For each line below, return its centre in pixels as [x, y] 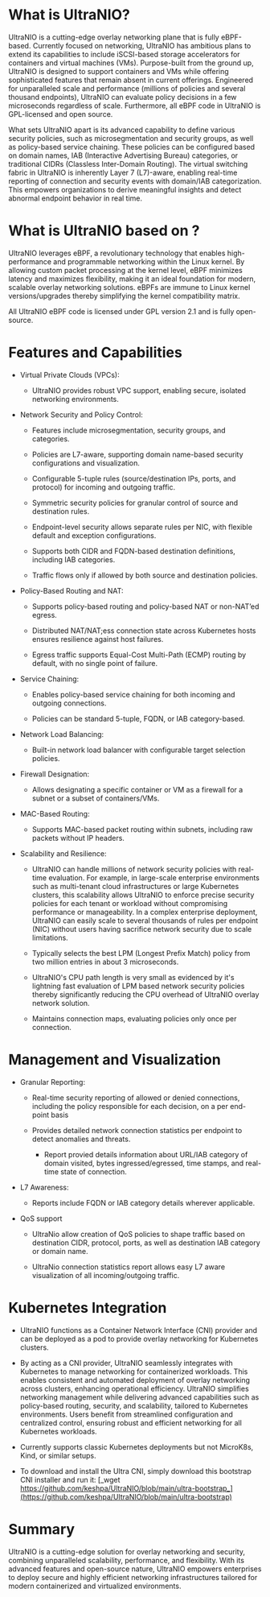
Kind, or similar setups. [58, 1455]
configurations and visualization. [86, 463]
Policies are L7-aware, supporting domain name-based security [137, 454]
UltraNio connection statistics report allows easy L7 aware [129, 1267]
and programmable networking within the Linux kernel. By [149, 261]
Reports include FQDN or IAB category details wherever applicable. [143, 1202]
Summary [41, 1529]
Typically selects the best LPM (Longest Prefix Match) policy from [141, 953]
